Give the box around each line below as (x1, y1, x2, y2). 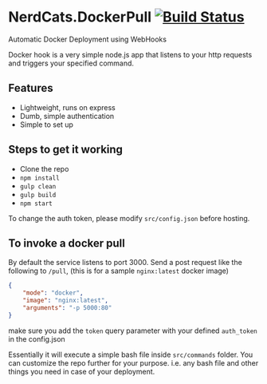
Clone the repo (19, 164, 69, 173)
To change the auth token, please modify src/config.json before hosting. (8, 213, 250, 223)
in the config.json (8, 334, 65, 343)
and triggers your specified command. (8, 58, 134, 68)
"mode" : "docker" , (22, 289, 84, 297)
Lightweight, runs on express (19, 102, 116, 112)
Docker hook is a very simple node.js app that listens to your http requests (8, 49, 253, 59)
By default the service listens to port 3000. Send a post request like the (8, 258, 243, 267)
